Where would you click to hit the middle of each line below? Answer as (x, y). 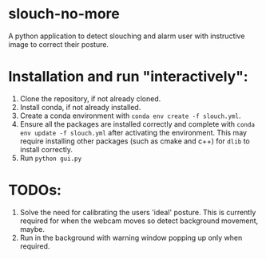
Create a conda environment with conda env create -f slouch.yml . (130, 116)
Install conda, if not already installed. (80, 107)
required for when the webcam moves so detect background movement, (139, 221)
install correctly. (46, 149)
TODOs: (35, 190)
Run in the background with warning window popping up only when (131, 237)
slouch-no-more (64, 14)
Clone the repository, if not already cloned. (90, 98)
